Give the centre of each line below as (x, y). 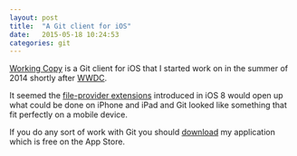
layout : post (34, 18)
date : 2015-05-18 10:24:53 (64, 34)
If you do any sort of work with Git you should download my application (143, 133)
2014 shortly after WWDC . (58, 78)
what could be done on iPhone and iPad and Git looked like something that (148, 106)
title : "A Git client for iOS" (70, 26)
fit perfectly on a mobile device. (69, 115)
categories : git (40, 43)
